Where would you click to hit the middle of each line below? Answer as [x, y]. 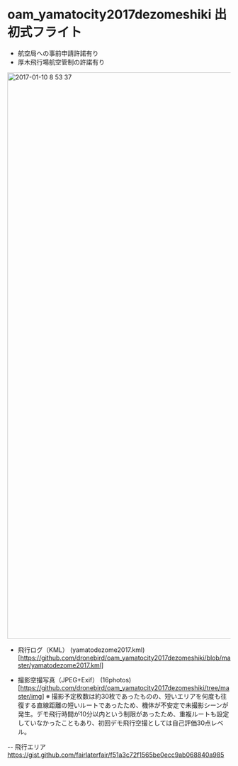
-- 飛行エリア [27, 747]
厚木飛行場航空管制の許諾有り [61, 62]
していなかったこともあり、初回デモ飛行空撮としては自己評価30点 [114, 723]
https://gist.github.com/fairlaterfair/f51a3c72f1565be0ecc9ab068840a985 [116, 755]
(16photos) [116, 680]
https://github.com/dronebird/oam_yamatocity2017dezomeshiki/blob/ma [126, 658]
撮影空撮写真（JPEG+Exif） [58, 680]
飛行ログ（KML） [43, 650]
